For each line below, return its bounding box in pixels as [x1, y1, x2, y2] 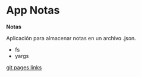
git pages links [6, 63, 42, 71]
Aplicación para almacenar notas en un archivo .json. [6, 34, 136, 41]
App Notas [6, 4, 60, 17]
